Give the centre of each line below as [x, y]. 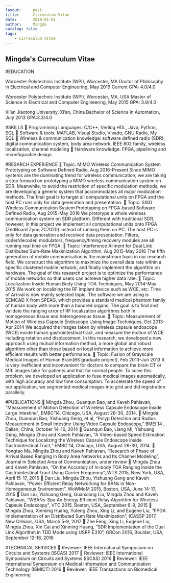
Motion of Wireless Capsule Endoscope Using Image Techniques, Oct [78, 322]
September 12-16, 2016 [29, 538]
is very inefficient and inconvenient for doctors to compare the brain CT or [83, 365]
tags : [11, 34]
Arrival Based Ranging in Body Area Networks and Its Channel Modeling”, [82, 456]
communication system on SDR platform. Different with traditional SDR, [80, 218]
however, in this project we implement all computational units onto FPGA [81, 224]
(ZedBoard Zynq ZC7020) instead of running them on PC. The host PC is [82, 229]
